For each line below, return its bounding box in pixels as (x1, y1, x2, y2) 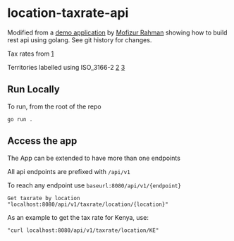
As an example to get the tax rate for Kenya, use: (7, 213, 149, 221)
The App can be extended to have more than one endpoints (7, 154, 181, 162)
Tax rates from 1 (7, 49, 54, 58)
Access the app (7, 135, 78, 147)
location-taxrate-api (7, 5, 129, 21)
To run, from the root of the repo (7, 102, 101, 111)
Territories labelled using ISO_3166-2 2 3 (7, 63, 125, 71)
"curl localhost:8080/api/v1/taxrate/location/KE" (7, 227, 159, 234)
